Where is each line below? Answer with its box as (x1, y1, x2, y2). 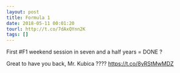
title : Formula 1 (6, 15, 50, 21)
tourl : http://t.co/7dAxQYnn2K (6, 26, 86, 32)
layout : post (6, 9, 40, 15)
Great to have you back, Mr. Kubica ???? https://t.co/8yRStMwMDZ (6, 60, 175, 68)
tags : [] (6, 32, 29, 38)
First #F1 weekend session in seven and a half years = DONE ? (6, 48, 163, 55)
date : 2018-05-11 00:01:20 (6, 20, 75, 26)
